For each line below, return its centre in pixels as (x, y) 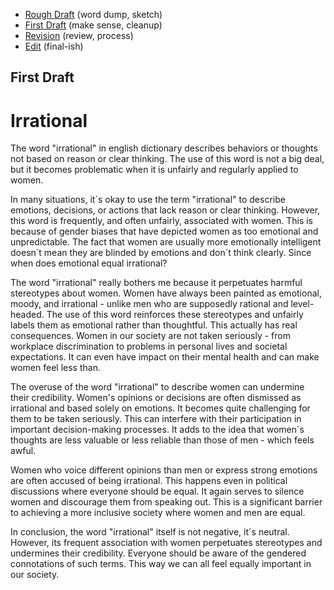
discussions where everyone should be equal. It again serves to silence (157, 491)
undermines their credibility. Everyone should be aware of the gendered (158, 553)
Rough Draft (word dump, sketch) (93, 14)
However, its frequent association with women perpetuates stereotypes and (166, 543)
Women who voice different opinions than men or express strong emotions (164, 470)
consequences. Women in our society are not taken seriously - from (150, 336)
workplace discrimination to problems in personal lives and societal (149, 346)
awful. (23, 451)
